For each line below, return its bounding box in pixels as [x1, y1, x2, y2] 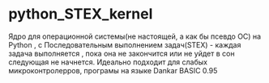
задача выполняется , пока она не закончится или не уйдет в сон [8, 48, 235, 58]
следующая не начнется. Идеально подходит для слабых [8, 57, 208, 67]
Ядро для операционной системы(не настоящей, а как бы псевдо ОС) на [8, 31, 262, 41]
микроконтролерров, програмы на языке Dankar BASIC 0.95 [8, 65, 218, 75]
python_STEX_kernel [8, 5, 153, 23]
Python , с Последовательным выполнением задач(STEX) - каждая [8, 39, 241, 49]
